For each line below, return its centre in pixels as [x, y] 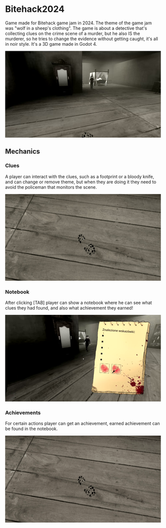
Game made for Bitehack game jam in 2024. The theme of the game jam [79, 23]
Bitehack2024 [35, 9]
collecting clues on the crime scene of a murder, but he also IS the [73, 33]
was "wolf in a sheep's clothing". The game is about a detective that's [76, 28]
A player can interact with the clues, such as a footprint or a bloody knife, [80, 176]
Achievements [23, 413]
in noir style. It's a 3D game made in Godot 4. [51, 44]
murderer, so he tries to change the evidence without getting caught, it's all [82, 39]
